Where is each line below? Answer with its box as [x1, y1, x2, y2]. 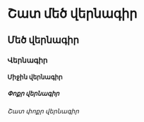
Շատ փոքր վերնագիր [7, 107, 80, 116]
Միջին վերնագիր [7, 73, 63, 82]
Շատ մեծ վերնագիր [7, 6, 138, 22]
